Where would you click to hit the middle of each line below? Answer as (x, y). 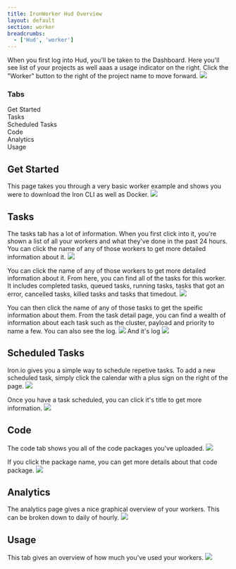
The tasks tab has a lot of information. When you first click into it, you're (112, 234)
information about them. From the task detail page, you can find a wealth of (117, 315)
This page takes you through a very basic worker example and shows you (114, 186)
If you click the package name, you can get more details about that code (112, 462)
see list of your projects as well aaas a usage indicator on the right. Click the (118, 68)
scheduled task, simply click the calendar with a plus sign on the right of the (118, 377)
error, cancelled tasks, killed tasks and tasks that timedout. (93, 294)
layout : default (31, 20)
